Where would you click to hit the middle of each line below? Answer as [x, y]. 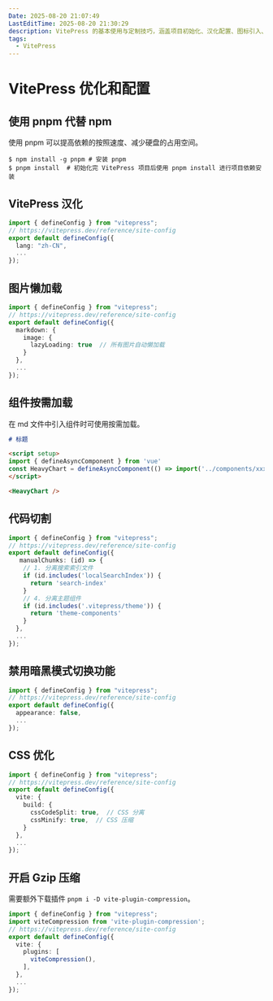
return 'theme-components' [76, 614]
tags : [17, 39]
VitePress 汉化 [46, 204]
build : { [38, 805]
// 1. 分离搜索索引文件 [58, 568]
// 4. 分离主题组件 [52, 598]
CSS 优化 [32, 756]
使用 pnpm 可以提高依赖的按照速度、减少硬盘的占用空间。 [106, 142]
